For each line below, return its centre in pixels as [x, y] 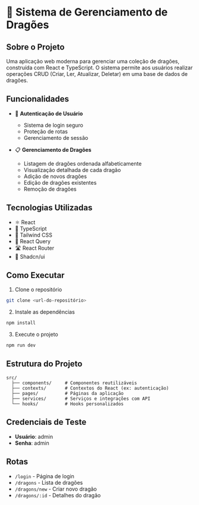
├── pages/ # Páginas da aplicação [68, 393]
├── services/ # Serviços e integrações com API [81, 399]
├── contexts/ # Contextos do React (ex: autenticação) [90, 388]
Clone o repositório [38, 290]
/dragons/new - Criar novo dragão [56, 489]
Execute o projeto [36, 335]
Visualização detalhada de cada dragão [72, 170]
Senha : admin [32, 443]
